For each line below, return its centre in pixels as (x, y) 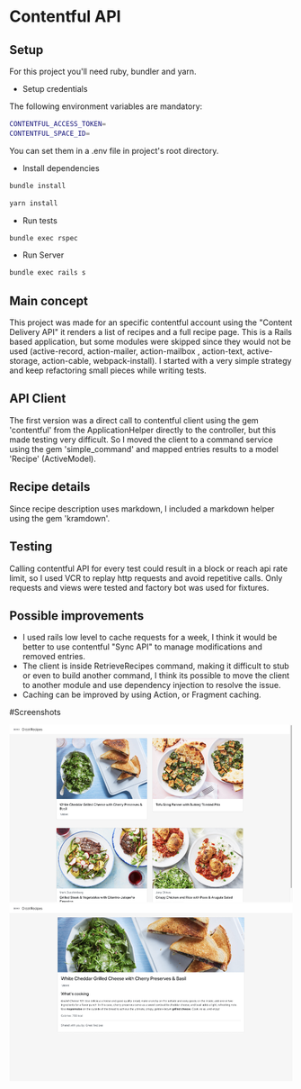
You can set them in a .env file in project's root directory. (114, 150)
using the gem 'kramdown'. (60, 518)
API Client (38, 399)
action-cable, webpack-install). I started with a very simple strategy (167, 361)
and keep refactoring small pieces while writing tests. (108, 370)
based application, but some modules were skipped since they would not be (150, 342)
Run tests (40, 220)
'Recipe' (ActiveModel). (53, 458)
